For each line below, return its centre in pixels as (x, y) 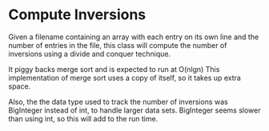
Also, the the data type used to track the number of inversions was (118, 101)
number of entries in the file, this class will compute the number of (118, 45)
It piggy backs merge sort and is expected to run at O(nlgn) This (114, 69)
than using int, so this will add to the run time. (83, 118)
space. (20, 86)
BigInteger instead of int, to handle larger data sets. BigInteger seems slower (134, 110)
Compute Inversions (77, 15)
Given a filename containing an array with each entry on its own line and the (134, 37)
